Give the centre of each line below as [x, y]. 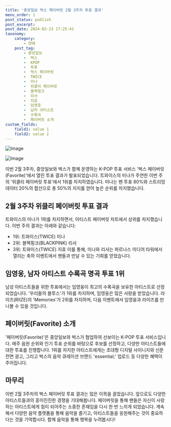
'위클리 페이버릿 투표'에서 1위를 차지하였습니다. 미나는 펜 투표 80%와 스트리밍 [88, 182]
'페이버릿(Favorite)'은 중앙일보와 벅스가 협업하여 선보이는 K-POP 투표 [75, 337]
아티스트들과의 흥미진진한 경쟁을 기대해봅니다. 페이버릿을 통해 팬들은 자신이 [80, 400]
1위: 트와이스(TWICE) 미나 [39, 237]
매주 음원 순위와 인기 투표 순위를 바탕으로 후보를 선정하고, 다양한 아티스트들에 [89, 343]
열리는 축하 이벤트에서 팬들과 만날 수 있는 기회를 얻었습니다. [72, 256]
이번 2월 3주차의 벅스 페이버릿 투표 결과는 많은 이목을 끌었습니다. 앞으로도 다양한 [86, 394]
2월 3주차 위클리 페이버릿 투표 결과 [57, 206]
